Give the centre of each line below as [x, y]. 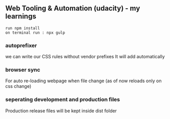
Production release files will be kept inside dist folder [61, 111]
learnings [21, 17]
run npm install [23, 28]
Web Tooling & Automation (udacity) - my [73, 8]
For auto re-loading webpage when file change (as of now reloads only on [83, 81]
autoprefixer [21, 45]
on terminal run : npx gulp [35, 33]
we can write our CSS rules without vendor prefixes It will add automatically [85, 57]
